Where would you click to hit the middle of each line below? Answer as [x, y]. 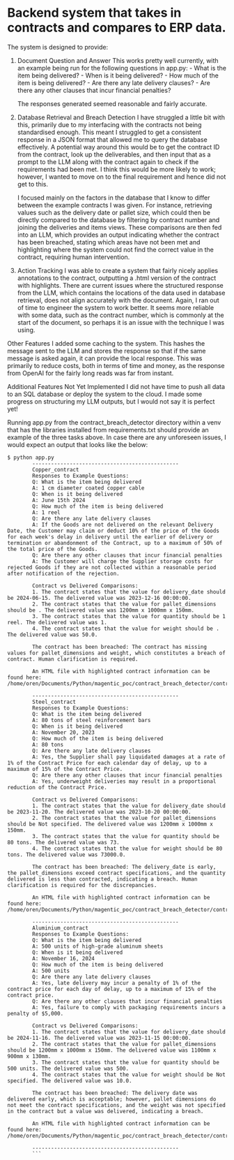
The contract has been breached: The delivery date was [115, 1093]
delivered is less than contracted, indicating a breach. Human [102, 879]
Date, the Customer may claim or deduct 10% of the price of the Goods [113, 531]
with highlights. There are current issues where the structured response [120, 285]
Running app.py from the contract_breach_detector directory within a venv [114, 422]
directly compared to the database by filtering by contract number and [118, 220]
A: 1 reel [46, 512]
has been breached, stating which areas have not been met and [109, 242]
